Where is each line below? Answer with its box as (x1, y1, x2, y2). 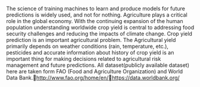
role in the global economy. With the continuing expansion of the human (6, 18, 183, 24)
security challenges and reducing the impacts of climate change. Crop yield (6, 30, 193, 37)
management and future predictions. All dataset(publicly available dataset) (6, 62, 190, 69)
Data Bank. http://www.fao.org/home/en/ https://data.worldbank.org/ (6, 74, 180, 81)
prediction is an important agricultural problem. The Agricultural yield (6, 37, 176, 43)
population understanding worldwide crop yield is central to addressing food (6, 24, 195, 31)
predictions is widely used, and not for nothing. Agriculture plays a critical (6, 11, 188, 18)
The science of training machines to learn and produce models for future (6, 5, 185, 12)
